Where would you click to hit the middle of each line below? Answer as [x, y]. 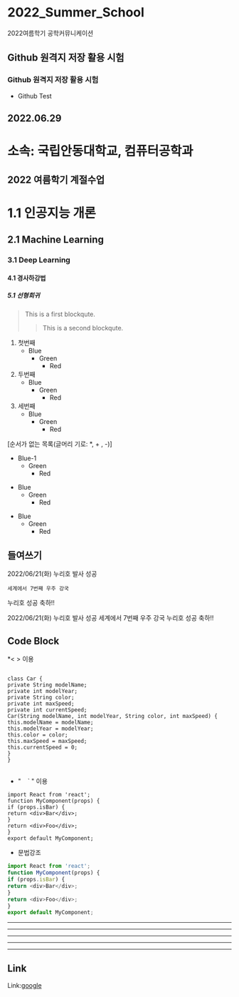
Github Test [34, 96]
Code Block [33, 641]
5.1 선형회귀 [24, 295]
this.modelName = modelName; [51, 723]
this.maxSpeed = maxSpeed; [47, 742]
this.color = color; [38, 735]
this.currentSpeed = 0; [43, 748]
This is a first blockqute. [60, 314]
